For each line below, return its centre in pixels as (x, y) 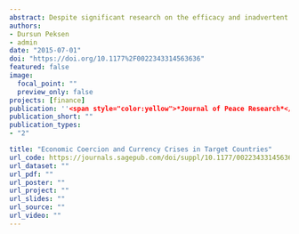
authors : (25, 26)
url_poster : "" (37, 182)
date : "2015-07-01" (45, 51)
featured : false (39, 68)
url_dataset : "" (39, 165)
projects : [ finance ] (48, 100)
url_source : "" (37, 207)
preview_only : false (55, 92)
